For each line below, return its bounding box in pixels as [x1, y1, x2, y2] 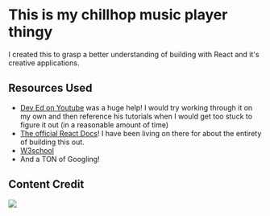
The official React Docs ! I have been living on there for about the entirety [19, 128, 262, 138]
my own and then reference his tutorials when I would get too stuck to [19, 111, 252, 121]
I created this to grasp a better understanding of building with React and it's [8, 49, 260, 59]
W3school [19, 145, 55, 155]
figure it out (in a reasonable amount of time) [19, 119, 169, 130]
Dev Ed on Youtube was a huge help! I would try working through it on [19, 102, 253, 112]
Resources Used [8, 81, 93, 95]
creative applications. [8, 58, 80, 68]
